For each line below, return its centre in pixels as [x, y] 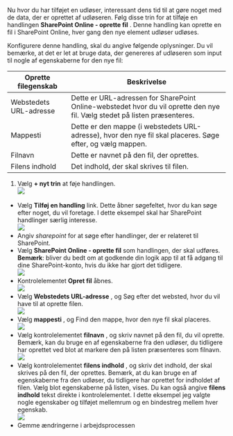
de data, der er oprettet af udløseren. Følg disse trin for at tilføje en [103, 17]
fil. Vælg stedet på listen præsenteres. [133, 115]
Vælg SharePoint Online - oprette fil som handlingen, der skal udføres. [119, 250]
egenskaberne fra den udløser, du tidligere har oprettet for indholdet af [119, 380]
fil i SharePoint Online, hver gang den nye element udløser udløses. [103, 32]
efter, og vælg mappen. [109, 144]
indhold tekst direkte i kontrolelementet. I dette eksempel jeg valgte [114, 395]
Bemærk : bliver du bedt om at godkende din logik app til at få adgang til [120, 258]
